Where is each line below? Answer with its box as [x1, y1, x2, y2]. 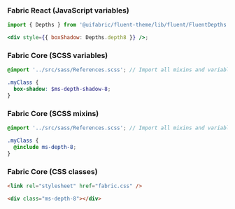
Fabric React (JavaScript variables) [7, 6, 129, 15]
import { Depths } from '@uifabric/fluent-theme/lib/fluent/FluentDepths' [7, 22, 230, 29]
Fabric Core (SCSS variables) [7, 50, 108, 60]
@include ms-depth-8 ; [13, 143, 77, 150]
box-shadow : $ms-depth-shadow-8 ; [13, 86, 111, 93]
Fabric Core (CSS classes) [7, 166, 98, 176]
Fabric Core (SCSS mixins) [7, 108, 99, 118]
